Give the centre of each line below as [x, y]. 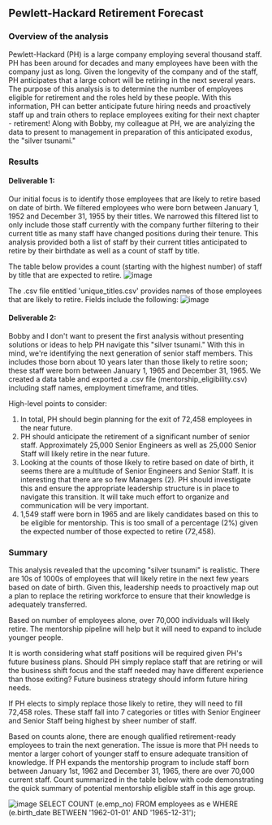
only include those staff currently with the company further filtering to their [134, 225]
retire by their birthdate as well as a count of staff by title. [104, 250]
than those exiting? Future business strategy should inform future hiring [128, 679]
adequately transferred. [48, 605]
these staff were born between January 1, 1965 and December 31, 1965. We [135, 371]
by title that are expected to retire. [65, 274]
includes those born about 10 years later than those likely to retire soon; [128, 362]
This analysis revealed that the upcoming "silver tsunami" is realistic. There [134, 570]
